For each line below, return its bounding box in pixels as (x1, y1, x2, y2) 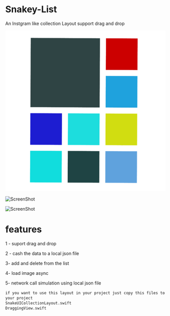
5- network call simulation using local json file (5, 280, 101, 286)
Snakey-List (5, 4, 58, 15)
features (5, 224, 42, 235)
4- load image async (5, 270, 49, 276)
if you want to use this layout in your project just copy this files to (5, 290, 165, 296)
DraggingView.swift (5, 305, 47, 311)
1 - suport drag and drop (5, 240, 57, 246)
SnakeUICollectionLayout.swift (5, 300, 72, 306)
